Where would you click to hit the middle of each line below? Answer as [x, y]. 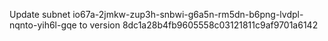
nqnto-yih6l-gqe [43, 25]
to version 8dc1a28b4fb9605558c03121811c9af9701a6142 [198, 25]
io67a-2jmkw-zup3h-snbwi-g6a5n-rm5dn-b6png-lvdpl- [188, 14]
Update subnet [40, 14]
